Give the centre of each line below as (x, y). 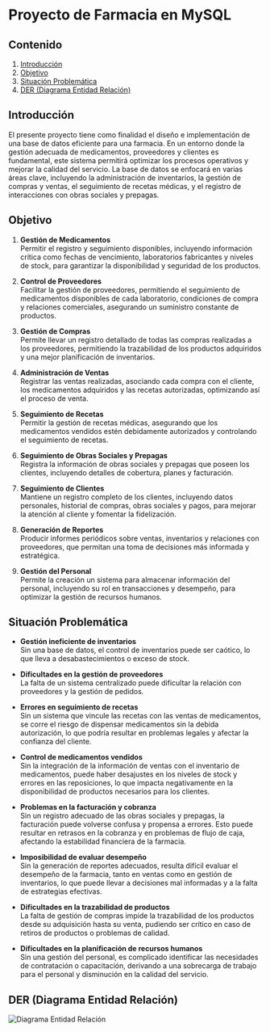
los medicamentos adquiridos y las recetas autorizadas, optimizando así (140, 390)
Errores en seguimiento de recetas (79, 707)
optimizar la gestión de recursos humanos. (91, 596)
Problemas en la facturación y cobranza (88, 807)
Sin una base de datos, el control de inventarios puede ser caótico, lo (135, 650)
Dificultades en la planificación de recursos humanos (111, 949)
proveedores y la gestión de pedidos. (82, 692)
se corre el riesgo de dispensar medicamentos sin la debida (119, 724)
